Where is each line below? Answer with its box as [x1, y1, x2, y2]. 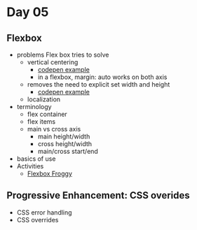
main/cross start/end [37, 148, 99, 155]
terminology [16, 103, 52, 110]
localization [27, 95, 61, 103]
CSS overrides [16, 215, 59, 224]
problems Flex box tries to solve [16, 50, 109, 59]
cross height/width [37, 140, 93, 148]
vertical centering [27, 58, 79, 66]
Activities [16, 162, 44, 170]
